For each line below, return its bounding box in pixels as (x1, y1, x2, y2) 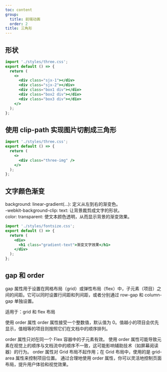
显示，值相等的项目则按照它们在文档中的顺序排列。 (5, 325, 110, 331)
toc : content (5, 7, 32, 13)
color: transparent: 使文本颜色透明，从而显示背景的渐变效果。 (5, 214, 132, 220)
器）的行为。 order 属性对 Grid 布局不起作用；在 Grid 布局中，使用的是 (5, 348, 151, 354)
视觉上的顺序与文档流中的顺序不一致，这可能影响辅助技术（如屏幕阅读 (13, 342, 158, 348)
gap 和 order (5, 271, 44, 280)
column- (144, 291, 162, 298)
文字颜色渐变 (5, 187, 45, 195)
